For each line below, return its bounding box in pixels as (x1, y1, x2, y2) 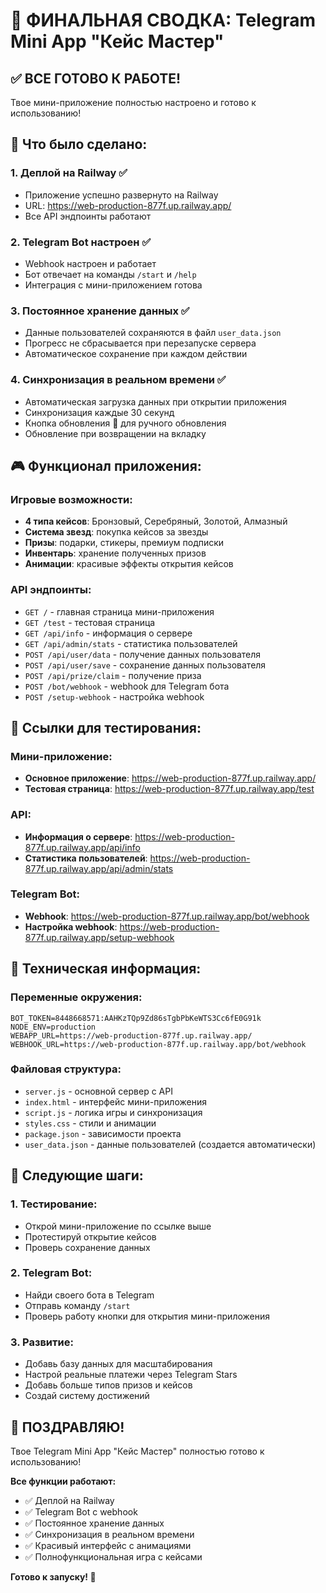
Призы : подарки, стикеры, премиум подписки (24, 537, 225, 549)
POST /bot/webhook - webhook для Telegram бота (24, 680, 230, 692)
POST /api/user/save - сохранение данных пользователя (24, 659, 267, 671)
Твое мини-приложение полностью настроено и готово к (10, 97, 257, 108)
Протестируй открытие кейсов (24, 1230, 157, 1243)
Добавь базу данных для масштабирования (24, 1358, 213, 1370)
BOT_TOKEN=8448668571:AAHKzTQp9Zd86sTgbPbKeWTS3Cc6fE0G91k (10, 1013, 262, 1023)
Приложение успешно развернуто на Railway (24, 189, 219, 201)
